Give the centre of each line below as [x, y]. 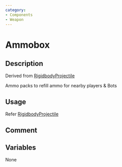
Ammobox [27, 45]
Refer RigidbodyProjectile [32, 114]
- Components [19, 15]
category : [16, 10]
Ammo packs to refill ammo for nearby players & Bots [61, 86]
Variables [21, 147]
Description [24, 64]
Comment [21, 130]
